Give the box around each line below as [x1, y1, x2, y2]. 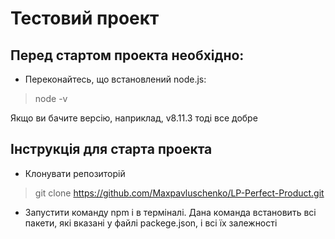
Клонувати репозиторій [24, 167, 126, 179]
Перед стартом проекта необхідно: [10, 47, 245, 64]
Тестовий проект [10, 7, 160, 30]
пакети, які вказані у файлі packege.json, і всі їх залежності [24, 217, 278, 229]
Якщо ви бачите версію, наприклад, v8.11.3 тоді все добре [10, 112, 258, 124]
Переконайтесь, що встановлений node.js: [24, 73, 207, 85]
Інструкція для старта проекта [10, 141, 213, 158]
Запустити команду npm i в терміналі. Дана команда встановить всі [24, 206, 317, 218]
